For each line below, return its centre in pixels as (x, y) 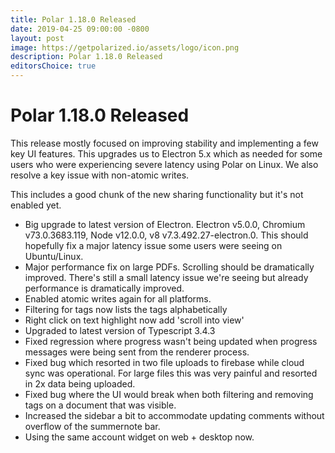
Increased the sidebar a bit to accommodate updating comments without (174, 415)
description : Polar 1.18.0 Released (86, 57)
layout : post (37, 38)
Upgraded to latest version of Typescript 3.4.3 (120, 330)
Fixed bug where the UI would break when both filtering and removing (169, 394)
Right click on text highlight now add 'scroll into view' (134, 320)
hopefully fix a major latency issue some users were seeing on (153, 245)
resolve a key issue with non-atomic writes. (100, 175)
